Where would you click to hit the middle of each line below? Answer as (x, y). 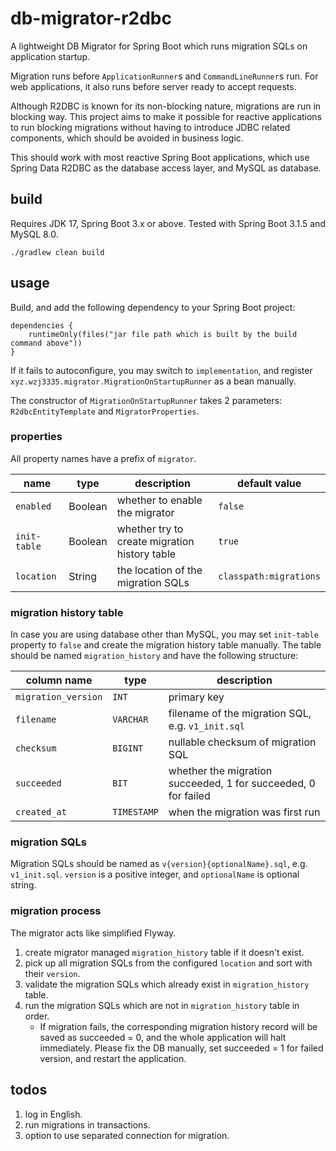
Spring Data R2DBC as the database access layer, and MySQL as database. (166, 168)
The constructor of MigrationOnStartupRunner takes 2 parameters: (146, 400)
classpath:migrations (269, 576)
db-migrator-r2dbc (91, 18)
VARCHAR (130, 720)
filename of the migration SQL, (240, 714)
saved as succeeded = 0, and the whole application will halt (163, 1037)
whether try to (150, 529)
